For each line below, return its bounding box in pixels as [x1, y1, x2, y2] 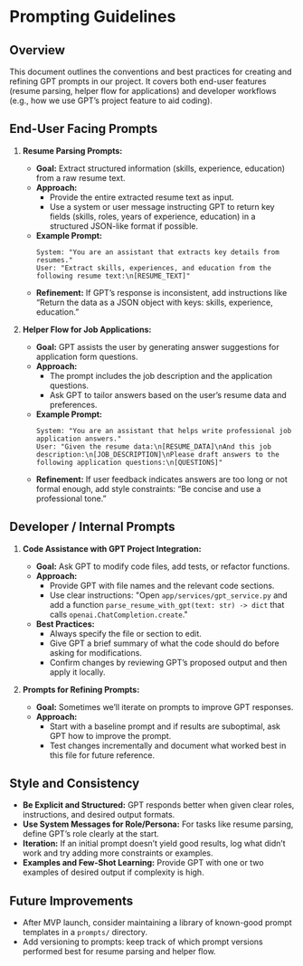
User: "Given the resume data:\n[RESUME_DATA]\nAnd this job [35, 441, 271, 451]
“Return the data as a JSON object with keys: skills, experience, [35, 297, 273, 308]
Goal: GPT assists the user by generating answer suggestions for [35, 341, 279, 352]
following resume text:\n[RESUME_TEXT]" [35, 271, 191, 280]
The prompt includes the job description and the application [49, 370, 273, 381]
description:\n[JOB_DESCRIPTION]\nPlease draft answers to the [35, 450, 280, 459]
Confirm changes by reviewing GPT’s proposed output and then [49, 657, 288, 668]
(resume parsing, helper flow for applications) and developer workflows [9, 86, 277, 96]
